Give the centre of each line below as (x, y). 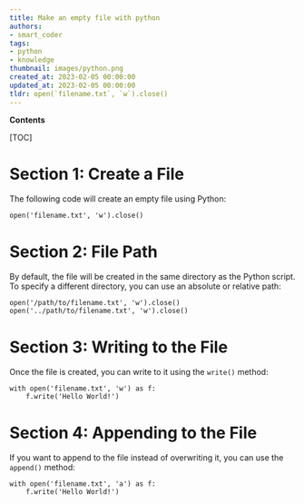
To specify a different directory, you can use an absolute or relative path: (145, 286)
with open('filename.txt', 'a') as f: (83, 484)
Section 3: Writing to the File (119, 347)
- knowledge (32, 60)
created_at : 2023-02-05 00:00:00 (73, 77)
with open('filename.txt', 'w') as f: (83, 389)
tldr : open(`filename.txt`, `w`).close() (89, 94)
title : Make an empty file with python (85, 18)
